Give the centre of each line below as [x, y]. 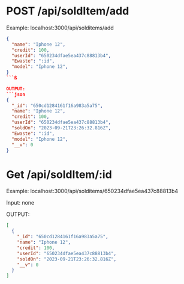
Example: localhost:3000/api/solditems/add [60, 28]
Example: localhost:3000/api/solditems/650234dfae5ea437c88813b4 [92, 191]
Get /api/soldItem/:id [59, 174]
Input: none [20, 203]
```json [16, 94]
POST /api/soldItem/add [68, 11]
